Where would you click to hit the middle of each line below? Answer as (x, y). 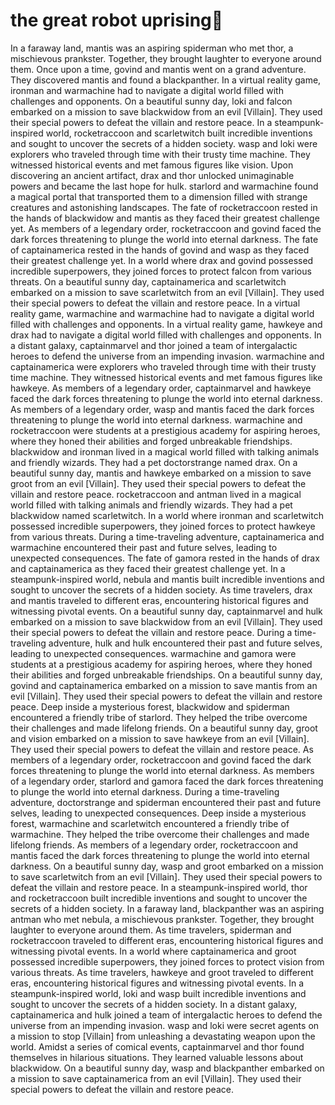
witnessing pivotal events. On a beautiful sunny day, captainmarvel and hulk (166, 611)
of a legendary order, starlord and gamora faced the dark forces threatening (167, 781)
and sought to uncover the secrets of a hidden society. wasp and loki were (164, 143)
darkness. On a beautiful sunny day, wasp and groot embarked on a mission (167, 866)
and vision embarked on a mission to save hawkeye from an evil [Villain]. (160, 738)
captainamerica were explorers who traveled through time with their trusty (163, 366)
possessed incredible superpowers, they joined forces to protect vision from (167, 961)
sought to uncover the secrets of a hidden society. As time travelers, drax (161, 590)
